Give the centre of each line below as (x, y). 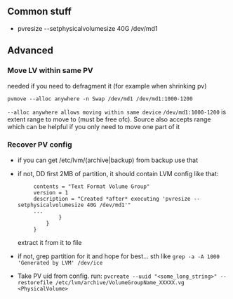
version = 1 (51, 192)
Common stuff (40, 12)
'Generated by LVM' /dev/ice (60, 263)
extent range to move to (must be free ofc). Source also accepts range (109, 119)
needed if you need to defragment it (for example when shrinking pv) (107, 86)
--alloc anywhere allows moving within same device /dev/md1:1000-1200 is (117, 112)
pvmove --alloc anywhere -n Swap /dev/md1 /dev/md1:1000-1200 (100, 99)
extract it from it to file (49, 242)
